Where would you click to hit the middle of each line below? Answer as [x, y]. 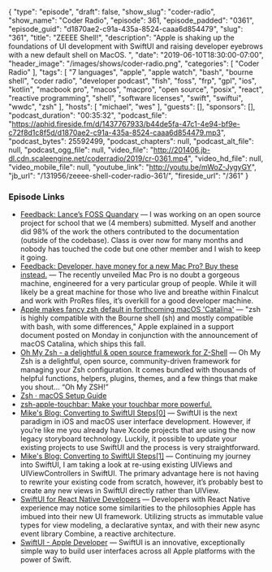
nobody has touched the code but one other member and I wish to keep [140, 249]
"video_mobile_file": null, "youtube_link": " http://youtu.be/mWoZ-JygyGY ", [133, 167]
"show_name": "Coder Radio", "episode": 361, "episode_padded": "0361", [131, 20]
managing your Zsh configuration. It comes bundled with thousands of [138, 370]
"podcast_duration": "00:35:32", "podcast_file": [88, 115]
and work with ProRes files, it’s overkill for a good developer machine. [137, 301]
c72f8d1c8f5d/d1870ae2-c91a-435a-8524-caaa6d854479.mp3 [115, 132]
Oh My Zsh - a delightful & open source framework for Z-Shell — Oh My [140, 353]
